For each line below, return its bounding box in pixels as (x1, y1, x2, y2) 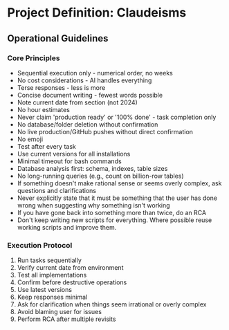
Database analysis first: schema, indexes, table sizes (17, 164, 168, 172)
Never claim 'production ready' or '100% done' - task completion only (17, 113, 217, 121)
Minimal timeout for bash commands (17, 157, 122, 165)
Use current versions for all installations (17, 149, 131, 158)
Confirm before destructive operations (17, 278, 127, 286)
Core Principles (7, 53, 60, 63)
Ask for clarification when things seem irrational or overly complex (17, 300, 207, 309)
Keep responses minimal (17, 293, 88, 302)
